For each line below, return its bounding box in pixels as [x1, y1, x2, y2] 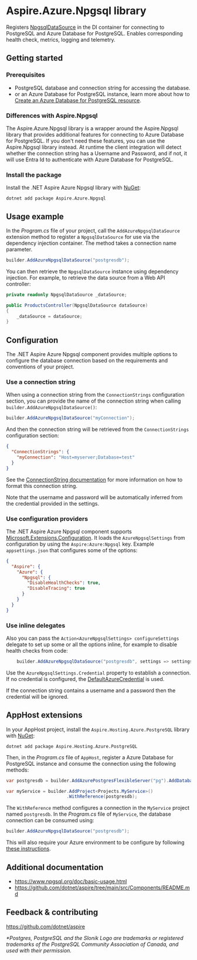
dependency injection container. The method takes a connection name [6, 240, 177, 247]
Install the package [6, 171, 62, 179]
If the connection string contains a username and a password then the [6, 687, 176, 694]
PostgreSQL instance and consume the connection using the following [6, 760, 176, 767]
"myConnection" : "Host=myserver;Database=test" [16, 454, 135, 460]
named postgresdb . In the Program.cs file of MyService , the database [6, 810, 171, 818]
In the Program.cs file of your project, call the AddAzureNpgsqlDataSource [6, 227, 180, 234]
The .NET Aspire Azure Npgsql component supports [6, 528, 132, 535]
